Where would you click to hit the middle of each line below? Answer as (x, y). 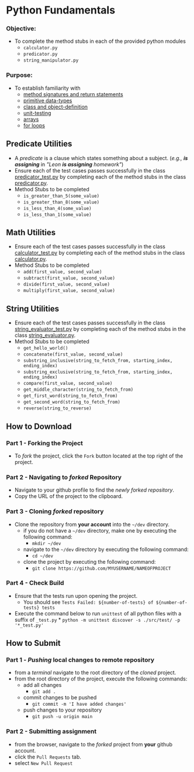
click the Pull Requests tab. (48, 757)
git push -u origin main (62, 717)
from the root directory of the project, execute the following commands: (101, 679)
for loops (34, 125)
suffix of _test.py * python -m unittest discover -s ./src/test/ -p (97, 619)
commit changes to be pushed (60, 697)
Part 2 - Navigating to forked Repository (64, 477)
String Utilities (33, 309)
